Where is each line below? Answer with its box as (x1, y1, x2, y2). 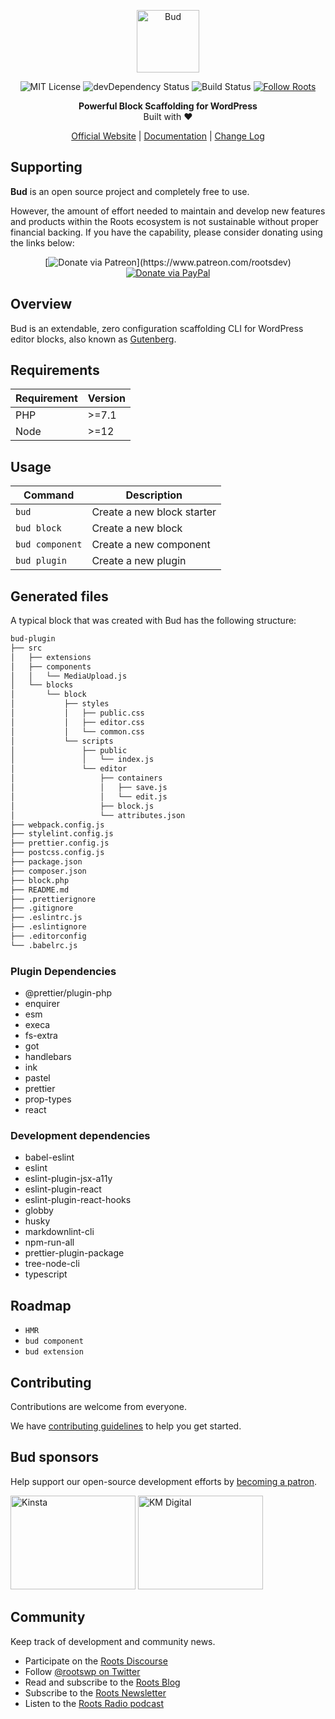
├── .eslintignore (10, 922, 87, 932)
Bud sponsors (10, 1449, 100, 1466)
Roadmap (10, 1297, 72, 1314)
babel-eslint (24, 1151, 75, 1164)
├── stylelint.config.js (10, 829, 114, 839)
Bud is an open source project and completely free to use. (10, 185, 250, 197)
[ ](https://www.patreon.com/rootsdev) (44, 256, 292, 268)
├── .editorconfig (10, 931, 87, 942)
